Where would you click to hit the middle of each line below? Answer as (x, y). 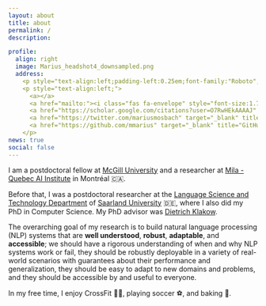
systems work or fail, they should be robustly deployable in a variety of (124, 252)
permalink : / (30, 30)
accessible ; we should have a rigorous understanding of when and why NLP (133, 244)
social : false (32, 147)
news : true (26, 140)
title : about (30, 23)
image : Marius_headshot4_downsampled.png (85, 67)
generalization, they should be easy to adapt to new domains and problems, (132, 269)
